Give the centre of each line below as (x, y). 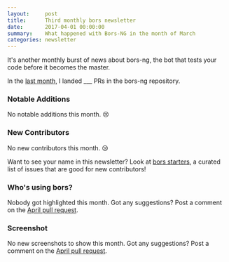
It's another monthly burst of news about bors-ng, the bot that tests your (112, 60)
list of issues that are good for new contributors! (77, 169)
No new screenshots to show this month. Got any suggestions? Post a (108, 244)
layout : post (33, 14)
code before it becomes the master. (59, 67)
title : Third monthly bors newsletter (72, 20)
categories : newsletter (42, 40)
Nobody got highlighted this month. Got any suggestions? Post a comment (114, 203)
